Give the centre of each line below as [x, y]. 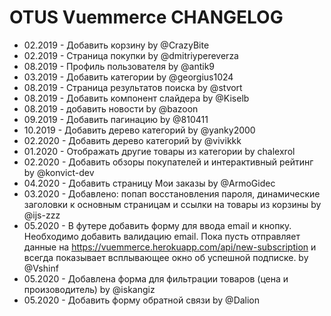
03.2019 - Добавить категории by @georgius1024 [128, 77]
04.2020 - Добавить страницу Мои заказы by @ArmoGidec [149, 183]
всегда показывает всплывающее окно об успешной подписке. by [166, 257]
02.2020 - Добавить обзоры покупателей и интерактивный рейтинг [168, 162]
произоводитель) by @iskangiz [89, 289]
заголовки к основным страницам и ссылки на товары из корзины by [172, 204]
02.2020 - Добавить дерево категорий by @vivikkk [132, 140]
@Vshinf [41, 268]
